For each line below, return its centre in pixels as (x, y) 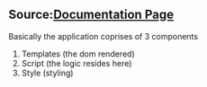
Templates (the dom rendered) (78, 54)
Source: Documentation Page (91, 15)
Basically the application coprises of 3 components (103, 36)
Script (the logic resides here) (76, 63)
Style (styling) (47, 73)
